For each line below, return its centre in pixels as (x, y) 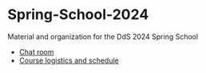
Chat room (36, 52)
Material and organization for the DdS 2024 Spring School (103, 36)
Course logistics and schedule (69, 60)
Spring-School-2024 (78, 15)
